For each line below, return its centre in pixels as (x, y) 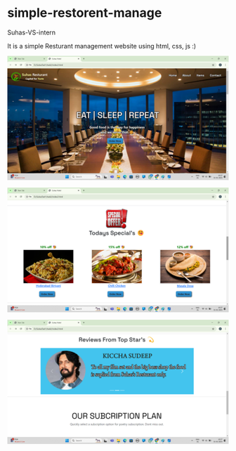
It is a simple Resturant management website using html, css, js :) (102, 46)
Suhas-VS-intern (32, 32)
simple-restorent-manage (85, 13)
